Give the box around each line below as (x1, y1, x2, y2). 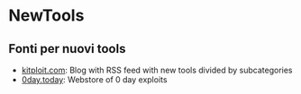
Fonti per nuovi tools (8, 41, 126, 56)
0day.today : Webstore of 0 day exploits (21, 74, 168, 85)
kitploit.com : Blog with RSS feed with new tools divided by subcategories (21, 64, 293, 75)
